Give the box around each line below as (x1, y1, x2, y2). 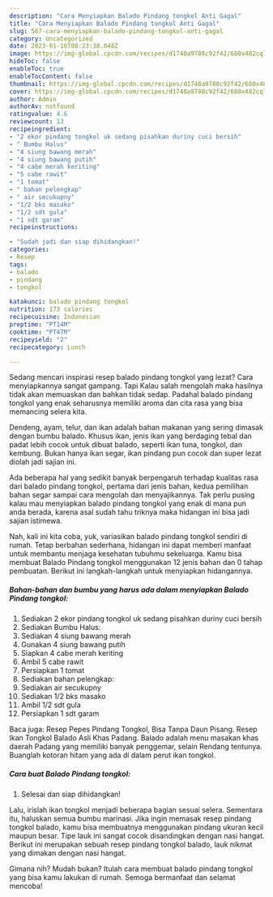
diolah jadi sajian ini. (9, 457, 77, 467)
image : (9, 50, 32, 58)
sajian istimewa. (9, 516, 63, 526)
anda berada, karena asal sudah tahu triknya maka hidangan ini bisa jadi (9, 507, 250, 517)
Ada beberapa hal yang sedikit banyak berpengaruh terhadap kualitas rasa (9, 472, 258, 483)
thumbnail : (9, 80, 46, 88)
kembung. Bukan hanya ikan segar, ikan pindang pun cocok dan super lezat (9, 448, 262, 459)
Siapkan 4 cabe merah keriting (20, 649, 124, 658)
